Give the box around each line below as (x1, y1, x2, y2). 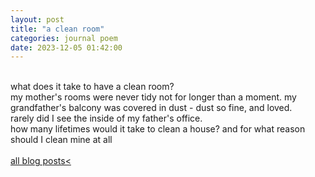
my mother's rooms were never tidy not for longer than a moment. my (10, 91, 297, 103)
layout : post (10, 14, 65, 25)
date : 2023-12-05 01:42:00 (10, 42, 123, 53)
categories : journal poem (10, 33, 118, 43)
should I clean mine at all (10, 134, 113, 146)
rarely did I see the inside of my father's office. (10, 112, 203, 125)
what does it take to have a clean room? (10, 81, 175, 93)
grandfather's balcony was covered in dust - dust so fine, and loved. (10, 102, 293, 114)
